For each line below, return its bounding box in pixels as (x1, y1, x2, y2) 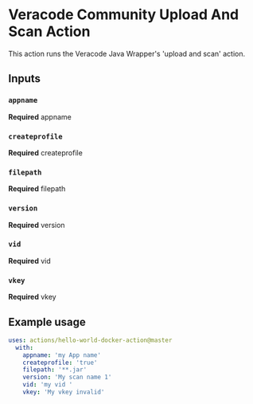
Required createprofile (8, 147, 84, 157)
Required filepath (8, 184, 66, 194)
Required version (8, 220, 65, 229)
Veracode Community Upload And (8, 6, 239, 24)
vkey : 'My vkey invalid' (22, 388, 105, 396)
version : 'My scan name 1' (22, 373, 112, 382)
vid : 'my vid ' (22, 381, 73, 389)
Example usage (8, 315, 86, 328)
